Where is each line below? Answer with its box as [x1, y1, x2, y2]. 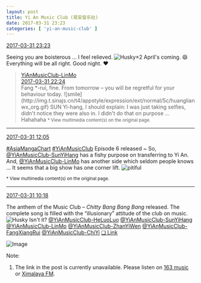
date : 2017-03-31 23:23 [6, 20, 66, 26]
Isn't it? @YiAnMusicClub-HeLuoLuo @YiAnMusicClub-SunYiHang [29, 216, 193, 224]
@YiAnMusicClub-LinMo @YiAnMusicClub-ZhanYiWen [6, 222, 141, 230]
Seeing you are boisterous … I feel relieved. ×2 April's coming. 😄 [6, 53, 188, 61]
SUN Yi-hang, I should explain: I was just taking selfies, [50, 103, 186, 111]
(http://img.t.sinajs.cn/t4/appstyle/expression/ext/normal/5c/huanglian [20, 97, 196, 104]
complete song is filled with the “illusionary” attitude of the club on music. [6, 210, 188, 217]
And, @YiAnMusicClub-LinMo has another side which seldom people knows [6, 158, 194, 165]
